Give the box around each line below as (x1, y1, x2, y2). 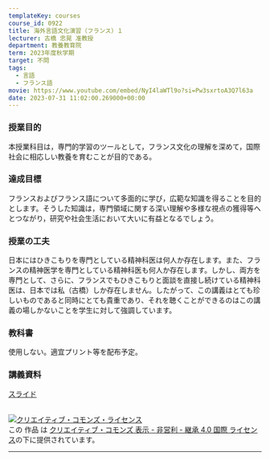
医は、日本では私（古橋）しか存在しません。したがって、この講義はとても (8, 286, 254, 295)
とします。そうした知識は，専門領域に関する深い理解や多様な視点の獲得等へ (8, 203, 261, 213)
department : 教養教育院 (8, 42, 82, 50)
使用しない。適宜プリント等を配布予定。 (8, 347, 142, 357)
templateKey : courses (8, 11, 81, 20)
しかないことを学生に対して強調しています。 (29, 306, 177, 315)
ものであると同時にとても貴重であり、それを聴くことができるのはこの (22, 295, 254, 305)
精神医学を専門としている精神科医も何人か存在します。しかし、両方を (29, 266, 261, 275)
